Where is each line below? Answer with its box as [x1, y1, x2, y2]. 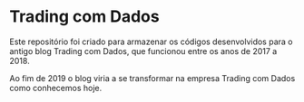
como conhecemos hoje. [9, 82, 103, 93]
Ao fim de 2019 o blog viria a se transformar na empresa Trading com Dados [9, 72, 296, 83]
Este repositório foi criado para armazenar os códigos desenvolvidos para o [9, 36, 293, 47]
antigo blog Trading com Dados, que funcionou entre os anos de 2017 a [9, 45, 278, 56]
